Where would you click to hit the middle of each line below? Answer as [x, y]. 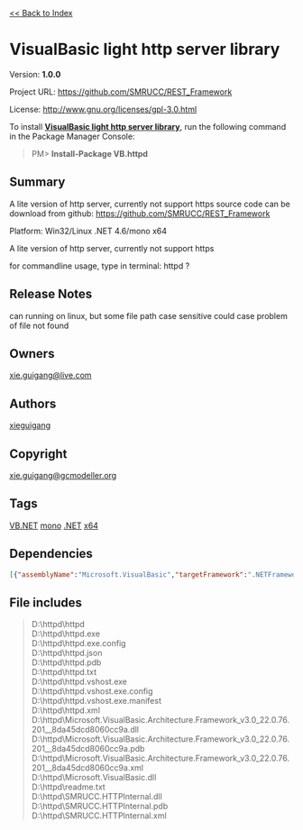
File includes [46, 602]
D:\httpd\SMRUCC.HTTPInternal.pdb [100, 807]
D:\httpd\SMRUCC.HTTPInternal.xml [99, 816]
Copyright [38, 454]
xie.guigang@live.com [50, 375]
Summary [37, 182]
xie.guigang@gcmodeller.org [63, 475]
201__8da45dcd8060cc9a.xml [87, 768]
